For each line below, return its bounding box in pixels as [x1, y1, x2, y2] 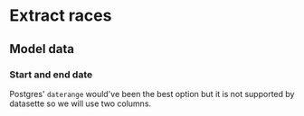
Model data [9, 41, 75, 57]
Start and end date [9, 68, 93, 81]
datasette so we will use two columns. [9, 98, 152, 109]
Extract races [9, 5, 112, 26]
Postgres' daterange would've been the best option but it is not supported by [9, 88, 295, 99]
